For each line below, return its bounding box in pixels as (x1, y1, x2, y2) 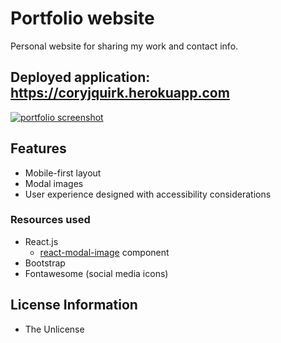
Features (10, 140, 67, 157)
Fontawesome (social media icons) (24, 267, 169, 279)
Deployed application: (10, 69, 151, 86)
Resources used (10, 213, 91, 227)
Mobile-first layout (24, 167, 102, 179)
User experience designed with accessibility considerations (24, 188, 272, 200)
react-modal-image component (39, 246, 170, 258)
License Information (10, 297, 138, 314)
